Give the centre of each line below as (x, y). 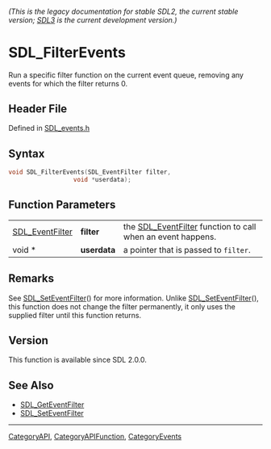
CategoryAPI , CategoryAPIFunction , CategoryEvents (95, 437)
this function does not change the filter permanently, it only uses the (122, 306)
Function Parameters (62, 205)
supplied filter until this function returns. (75, 315)
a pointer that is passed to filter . (188, 250)
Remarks (31, 279)
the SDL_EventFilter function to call (190, 226)
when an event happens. (170, 237)
